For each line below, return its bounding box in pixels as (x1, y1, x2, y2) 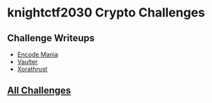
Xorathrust (17, 65, 48, 73)
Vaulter (17, 58, 38, 66)
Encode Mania (17, 50, 59, 58)
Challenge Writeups (7, 32, 95, 44)
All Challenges (7, 84, 71, 97)
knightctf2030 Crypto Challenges (7, 5, 206, 21)
